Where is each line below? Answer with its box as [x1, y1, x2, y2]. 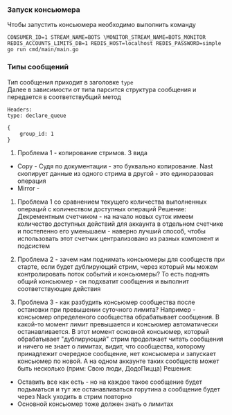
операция [17, 177, 46, 185]
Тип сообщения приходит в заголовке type [7, 78, 134, 86]
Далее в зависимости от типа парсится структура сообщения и [7, 85, 197, 94]
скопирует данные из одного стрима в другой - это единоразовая [17, 169, 214, 177]
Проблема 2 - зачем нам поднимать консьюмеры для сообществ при [17, 255, 225, 263]
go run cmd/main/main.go [7, 46, 79, 53]
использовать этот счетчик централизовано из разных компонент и [17, 234, 220, 242]
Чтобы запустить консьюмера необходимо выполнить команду [7, 21, 196, 29]
